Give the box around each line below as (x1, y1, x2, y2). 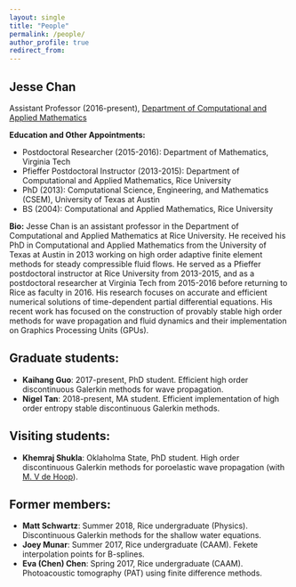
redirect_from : (9, 46, 66, 55)
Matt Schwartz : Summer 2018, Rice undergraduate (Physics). (21, 520, 249, 531)
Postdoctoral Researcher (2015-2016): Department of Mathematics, (21, 146, 269, 157)
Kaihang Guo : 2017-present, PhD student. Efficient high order (21, 374, 249, 385)
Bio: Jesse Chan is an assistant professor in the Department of (9, 220, 239, 232)
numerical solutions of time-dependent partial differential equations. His (9, 296, 273, 307)
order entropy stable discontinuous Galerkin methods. (21, 403, 220, 413)
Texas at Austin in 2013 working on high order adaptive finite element (9, 249, 263, 259)
